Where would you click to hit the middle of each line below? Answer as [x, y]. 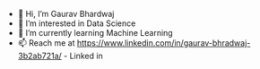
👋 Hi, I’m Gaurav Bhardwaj [66, 14]
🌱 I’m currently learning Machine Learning [95, 33]
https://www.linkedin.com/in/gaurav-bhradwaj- [164, 43]
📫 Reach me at [46, 43]
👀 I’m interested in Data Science [77, 23]
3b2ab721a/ [40, 56]
